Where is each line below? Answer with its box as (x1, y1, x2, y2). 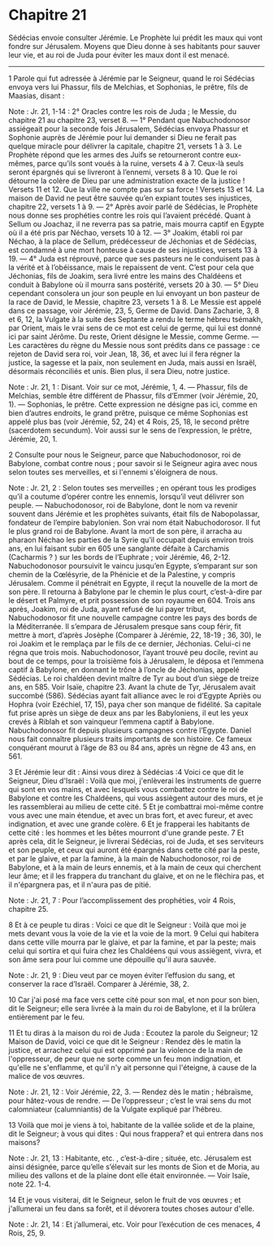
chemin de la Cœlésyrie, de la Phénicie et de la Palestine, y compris (8, 569, 236, 579)
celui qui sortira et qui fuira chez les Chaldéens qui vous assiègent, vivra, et (8, 945, 262, 955)
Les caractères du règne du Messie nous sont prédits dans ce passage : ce (8, 340, 260, 350)
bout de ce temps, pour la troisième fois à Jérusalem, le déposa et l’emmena (8, 656, 264, 666)
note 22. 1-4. (8, 1179, 51, 1189)
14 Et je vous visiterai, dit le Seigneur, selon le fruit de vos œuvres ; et (8, 1195, 241, 1204)
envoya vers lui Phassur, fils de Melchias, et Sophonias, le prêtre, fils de (8, 81, 249, 91)
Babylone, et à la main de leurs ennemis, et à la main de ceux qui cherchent (8, 862, 262, 872)
